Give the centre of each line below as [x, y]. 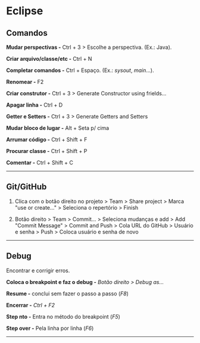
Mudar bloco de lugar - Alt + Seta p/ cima [58, 128]
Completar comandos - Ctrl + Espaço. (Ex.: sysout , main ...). [80, 70]
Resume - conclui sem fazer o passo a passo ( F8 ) [68, 294]
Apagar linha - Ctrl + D [35, 105]
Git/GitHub [26, 187]
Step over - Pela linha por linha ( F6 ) [50, 328]
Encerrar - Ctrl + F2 [31, 305]
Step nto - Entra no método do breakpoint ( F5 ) [63, 316]
